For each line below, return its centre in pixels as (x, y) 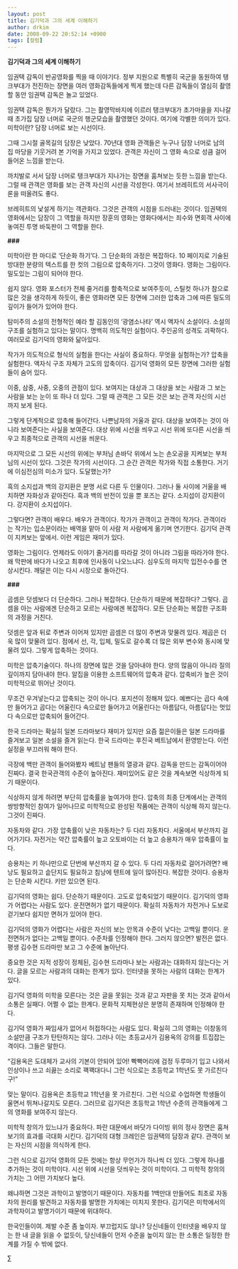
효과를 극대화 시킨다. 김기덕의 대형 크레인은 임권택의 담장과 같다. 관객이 (125, 1136)
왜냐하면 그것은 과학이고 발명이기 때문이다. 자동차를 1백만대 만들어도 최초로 (111, 1193)
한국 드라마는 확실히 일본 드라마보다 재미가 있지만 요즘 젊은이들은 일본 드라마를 (117, 731)
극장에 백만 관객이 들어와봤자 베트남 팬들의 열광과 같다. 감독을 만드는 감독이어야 (117, 765)
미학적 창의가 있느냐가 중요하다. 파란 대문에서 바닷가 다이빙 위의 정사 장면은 (112, 1127)
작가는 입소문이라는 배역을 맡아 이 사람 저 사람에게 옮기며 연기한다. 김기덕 (116, 529)
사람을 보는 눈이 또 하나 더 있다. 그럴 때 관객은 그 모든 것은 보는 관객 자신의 (110, 397)
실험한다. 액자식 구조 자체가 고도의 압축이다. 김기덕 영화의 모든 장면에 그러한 (113, 364)
